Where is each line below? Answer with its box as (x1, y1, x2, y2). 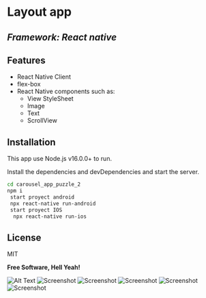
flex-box (16, 80, 41, 88)
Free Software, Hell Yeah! (7, 263, 80, 271)
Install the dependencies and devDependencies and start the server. (7, 168, 200, 176)
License (7, 232, 42, 243)
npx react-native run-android (10, 200, 96, 207)
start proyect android (10, 193, 75, 201)
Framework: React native (7, 32, 117, 43)
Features (7, 54, 46, 66)
